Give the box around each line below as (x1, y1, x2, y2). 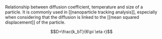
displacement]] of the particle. (5, 19, 65, 25)
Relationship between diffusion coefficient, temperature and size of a (5, 4, 143, 10)
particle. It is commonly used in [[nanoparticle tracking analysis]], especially (5, 9, 158, 15)
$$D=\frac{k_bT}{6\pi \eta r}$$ (50, 29, 113, 34)
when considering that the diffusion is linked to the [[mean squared (5, 14, 139, 20)
